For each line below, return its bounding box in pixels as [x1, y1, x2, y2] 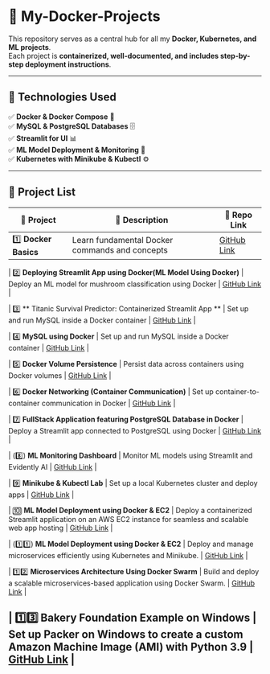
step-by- [219, 51, 251, 60]
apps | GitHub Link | [8, 490, 75, 499]
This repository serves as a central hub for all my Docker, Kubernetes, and [8, 34, 257, 43]
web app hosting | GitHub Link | [8, 523, 113, 532]
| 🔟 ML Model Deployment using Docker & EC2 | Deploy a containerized [8, 505, 253, 515]
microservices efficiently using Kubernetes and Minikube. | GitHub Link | [8, 550, 248, 560]
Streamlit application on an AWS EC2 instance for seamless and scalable [8, 514, 249, 524]
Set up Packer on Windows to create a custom [8, 627, 243, 641]
